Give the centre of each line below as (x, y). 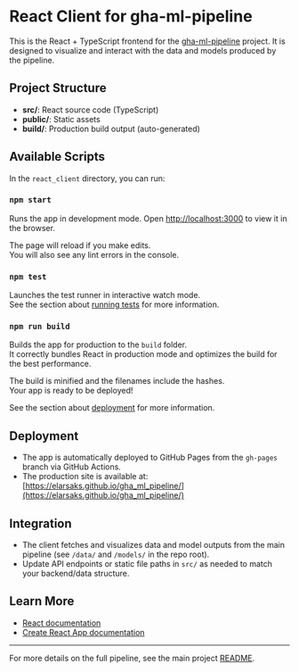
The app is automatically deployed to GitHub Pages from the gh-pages (149, 458)
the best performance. (50, 364)
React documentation (61, 623)
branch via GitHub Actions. (72, 467)
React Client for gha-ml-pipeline (131, 17)
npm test (28, 277)
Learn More (42, 601)
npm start (30, 200)
